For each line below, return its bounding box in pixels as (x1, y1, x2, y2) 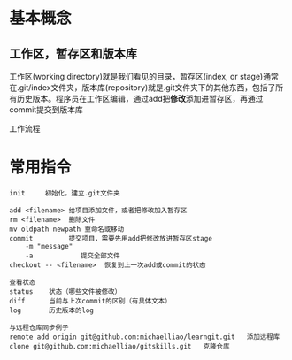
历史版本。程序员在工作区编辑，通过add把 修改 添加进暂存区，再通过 (16, 94, 264, 103)
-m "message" (25, 241, 73, 250)
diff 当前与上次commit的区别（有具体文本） (9, 296, 172, 305)
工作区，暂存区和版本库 (9, 46, 137, 61)
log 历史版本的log (9, 306, 95, 315)
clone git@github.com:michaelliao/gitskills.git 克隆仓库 (9, 341, 230, 350)
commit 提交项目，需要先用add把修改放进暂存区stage (9, 234, 212, 243)
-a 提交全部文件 (25, 251, 121, 260)
